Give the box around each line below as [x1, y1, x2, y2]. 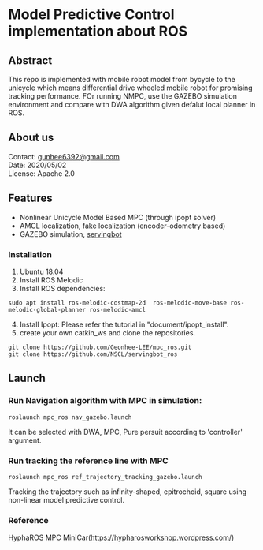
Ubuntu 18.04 [19, 267, 64, 276]
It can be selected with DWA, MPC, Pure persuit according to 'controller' [8, 427, 243, 436]
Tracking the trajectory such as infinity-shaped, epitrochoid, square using [8, 487, 246, 496]
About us [8, 131, 54, 144]
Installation [8, 249, 53, 260]
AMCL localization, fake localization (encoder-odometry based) [19, 221, 226, 230]
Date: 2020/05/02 [8, 160, 67, 170]
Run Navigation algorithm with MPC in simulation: [8, 395, 202, 406]
